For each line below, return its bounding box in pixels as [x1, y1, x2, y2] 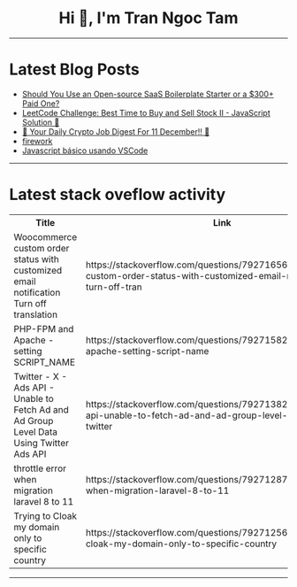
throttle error [13, 462, 66, 475]
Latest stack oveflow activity [9, 185, 226, 205]
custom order [13, 242, 70, 254]
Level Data [13, 425, 58, 437]
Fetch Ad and [13, 403, 69, 415]
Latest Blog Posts [9, 59, 140, 80]
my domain [13, 521, 60, 533]
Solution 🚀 [21, 117, 60, 127]
